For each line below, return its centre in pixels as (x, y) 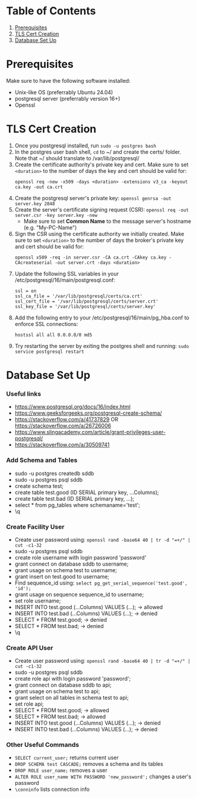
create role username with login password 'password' (80, 557)
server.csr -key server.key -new (56, 215)
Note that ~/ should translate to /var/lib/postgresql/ (77, 158)
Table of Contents (51, 11)
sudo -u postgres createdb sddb (54, 473)
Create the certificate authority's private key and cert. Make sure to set (101, 164)
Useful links (24, 393)
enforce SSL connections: (46, 324)
